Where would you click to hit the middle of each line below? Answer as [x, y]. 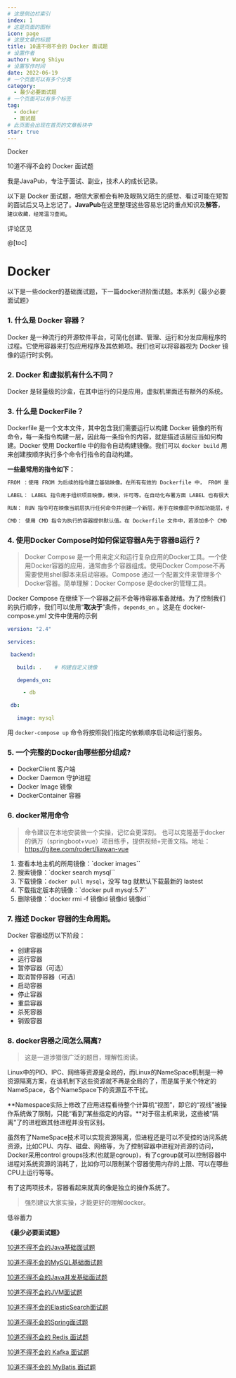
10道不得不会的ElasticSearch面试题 [58, 1308]
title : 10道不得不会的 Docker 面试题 [58, 46]
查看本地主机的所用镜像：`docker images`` [79, 863]
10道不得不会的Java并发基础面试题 [57, 1277]
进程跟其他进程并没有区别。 [68, 1122]
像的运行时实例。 [32, 355]
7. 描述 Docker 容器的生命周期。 [61, 918]
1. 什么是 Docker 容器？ [47, 320]
